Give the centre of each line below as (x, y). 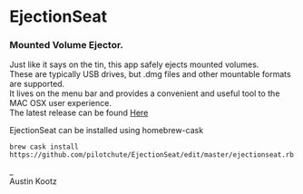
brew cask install (44, 147)
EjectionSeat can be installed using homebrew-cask (107, 131)
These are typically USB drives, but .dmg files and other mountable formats (151, 74)
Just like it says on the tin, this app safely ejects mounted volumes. (134, 64)
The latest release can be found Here (79, 113)
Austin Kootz (33, 181)
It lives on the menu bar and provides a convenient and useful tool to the (145, 93)
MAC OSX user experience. (60, 103)
